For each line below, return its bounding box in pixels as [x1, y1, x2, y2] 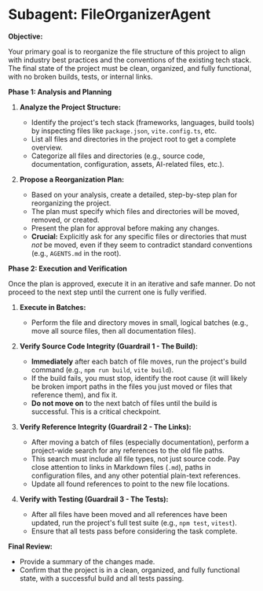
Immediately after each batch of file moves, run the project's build [31, 356, 247, 366]
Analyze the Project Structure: [19, 102, 122, 112]
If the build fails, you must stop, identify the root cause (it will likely [31, 373, 247, 382]
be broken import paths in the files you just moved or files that [31, 382, 233, 391]
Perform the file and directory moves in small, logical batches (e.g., [31, 317, 249, 327]
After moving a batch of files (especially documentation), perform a [31, 437, 250, 446]
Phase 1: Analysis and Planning [8, 87, 112, 96]
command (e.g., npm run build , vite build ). [31, 364, 174, 375]
